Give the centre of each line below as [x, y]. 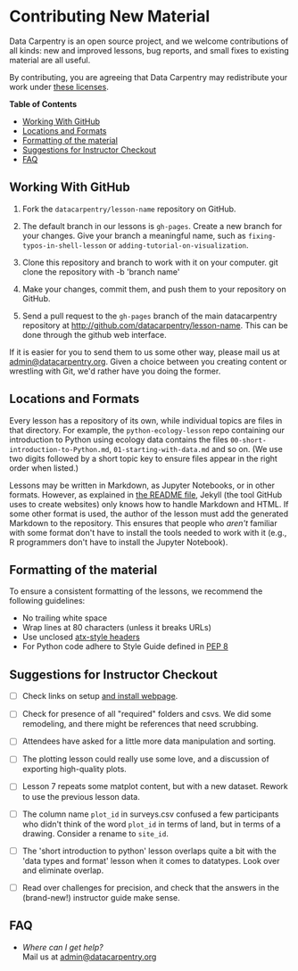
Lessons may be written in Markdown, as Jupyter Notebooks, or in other [142, 485]
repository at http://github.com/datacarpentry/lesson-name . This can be [155, 325]
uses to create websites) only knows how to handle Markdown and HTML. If [149, 504]
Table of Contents [43, 103]
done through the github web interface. [94, 334]
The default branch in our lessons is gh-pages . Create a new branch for [152, 226]
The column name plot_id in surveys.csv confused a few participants [150, 814]
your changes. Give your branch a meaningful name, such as [134, 235]
